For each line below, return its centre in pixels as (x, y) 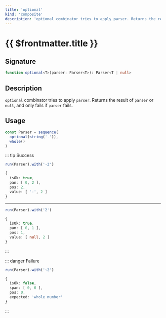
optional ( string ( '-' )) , (34, 137)
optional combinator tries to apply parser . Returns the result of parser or (79, 100)
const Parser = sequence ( (32, 132)
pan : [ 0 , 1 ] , (25, 228)
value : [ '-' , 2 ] (29, 192)
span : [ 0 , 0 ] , (26, 288)
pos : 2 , (18, 187)
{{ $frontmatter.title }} (52, 43)
